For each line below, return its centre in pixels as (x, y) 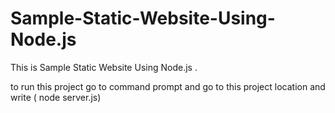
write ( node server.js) (56, 97)
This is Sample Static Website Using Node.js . (104, 67)
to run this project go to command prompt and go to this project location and (168, 86)
